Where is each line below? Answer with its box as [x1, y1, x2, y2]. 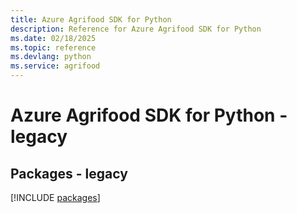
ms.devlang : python [10, 52, 92, 62]
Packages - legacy [10, 165, 128, 182]
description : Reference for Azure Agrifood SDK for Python [10, 24, 262, 34]
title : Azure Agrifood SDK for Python [10, 14, 172, 25]
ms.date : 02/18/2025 [10, 33, 97, 43]
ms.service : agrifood [10, 61, 101, 71]
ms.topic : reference [10, 42, 97, 53]
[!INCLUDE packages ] [10, 192, 101, 203]
